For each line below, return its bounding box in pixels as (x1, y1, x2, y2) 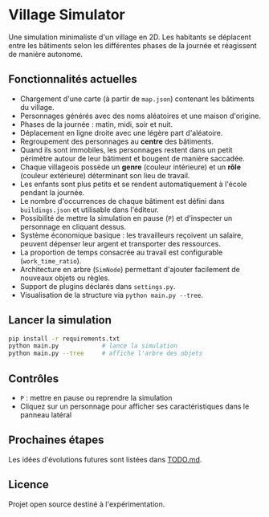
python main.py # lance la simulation (8, 342, 178, 350)
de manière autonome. (8, 49, 83, 59)
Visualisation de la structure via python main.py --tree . (19, 290, 203, 299)
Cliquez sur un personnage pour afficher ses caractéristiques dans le (19, 401, 250, 411)
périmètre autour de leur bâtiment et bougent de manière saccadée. (19, 153, 245, 163)
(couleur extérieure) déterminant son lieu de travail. (19, 170, 190, 180)
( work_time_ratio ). (19, 255, 82, 266)
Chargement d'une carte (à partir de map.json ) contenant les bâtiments (19, 94, 255, 104)
